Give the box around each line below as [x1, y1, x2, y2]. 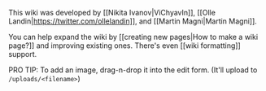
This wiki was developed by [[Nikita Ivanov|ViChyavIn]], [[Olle [8, 8, 216, 17]
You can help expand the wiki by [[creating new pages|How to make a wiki [8, 32, 259, 41]
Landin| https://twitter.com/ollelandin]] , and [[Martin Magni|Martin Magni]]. [8, 16, 258, 26]
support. [8, 50, 37, 58]
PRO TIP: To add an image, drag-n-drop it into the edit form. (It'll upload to [8, 65, 258, 75]
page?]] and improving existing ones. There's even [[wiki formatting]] [8, 41, 242, 50]
